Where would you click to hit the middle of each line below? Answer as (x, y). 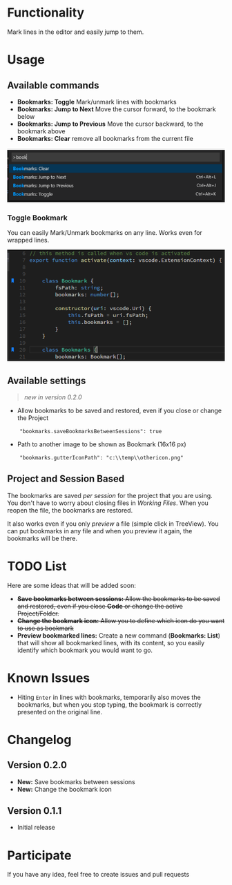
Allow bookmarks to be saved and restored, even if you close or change (119, 410)
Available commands (53, 85)
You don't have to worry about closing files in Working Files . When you (108, 503)
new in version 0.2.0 (53, 397)
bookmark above (41, 131)
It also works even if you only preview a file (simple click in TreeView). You (113, 524)
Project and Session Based (66, 479)
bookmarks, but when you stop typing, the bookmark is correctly (109, 704)
